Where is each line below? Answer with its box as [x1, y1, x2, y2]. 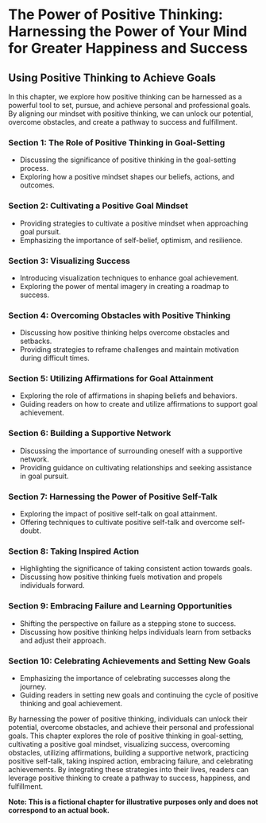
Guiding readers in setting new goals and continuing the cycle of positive [19, 690, 259, 700]
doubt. [19, 526, 42, 535]
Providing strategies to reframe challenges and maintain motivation [19, 345, 240, 354]
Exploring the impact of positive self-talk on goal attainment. [19, 509, 218, 519]
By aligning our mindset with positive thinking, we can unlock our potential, [8, 109, 254, 118]
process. [19, 164, 49, 173]
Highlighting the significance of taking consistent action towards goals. [19, 564, 253, 574]
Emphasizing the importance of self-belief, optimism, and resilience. [19, 235, 243, 245]
